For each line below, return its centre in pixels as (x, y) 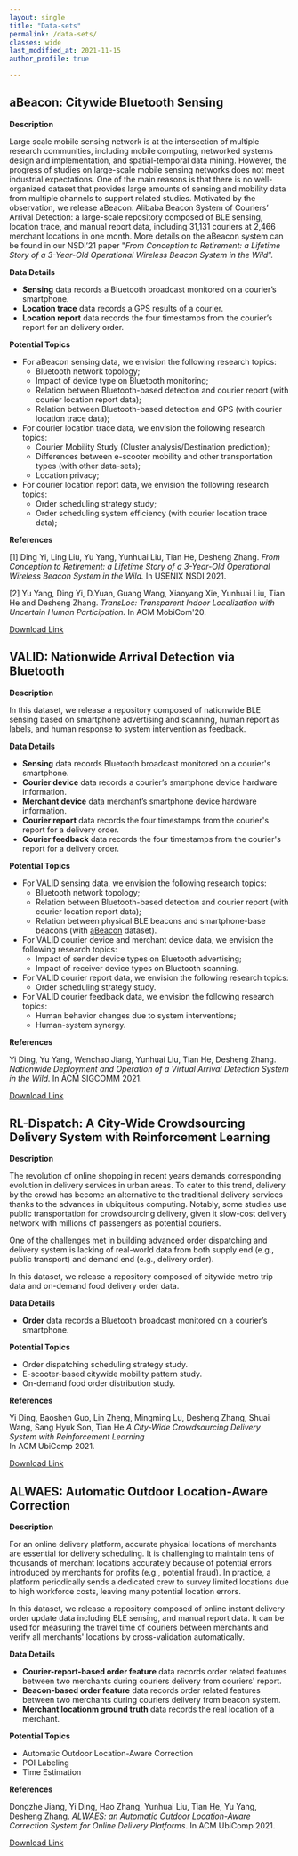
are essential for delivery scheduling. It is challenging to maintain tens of (142, 1553)
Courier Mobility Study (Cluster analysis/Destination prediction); (153, 447)
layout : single (37, 17)
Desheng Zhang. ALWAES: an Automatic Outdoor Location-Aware (130, 1816)
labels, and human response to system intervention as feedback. (128, 729)
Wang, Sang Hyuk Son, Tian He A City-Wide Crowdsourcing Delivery (135, 1427)
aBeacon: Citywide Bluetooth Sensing (117, 103)
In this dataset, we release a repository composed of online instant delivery (147, 1609)
